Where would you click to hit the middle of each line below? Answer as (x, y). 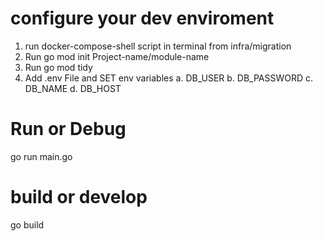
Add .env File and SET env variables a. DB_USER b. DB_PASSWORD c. (169, 78)
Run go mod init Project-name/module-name (117, 56)
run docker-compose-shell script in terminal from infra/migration (158, 46)
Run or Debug (68, 129)
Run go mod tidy (58, 67)
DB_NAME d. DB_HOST (73, 88)
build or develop (79, 197)
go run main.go (41, 156)
